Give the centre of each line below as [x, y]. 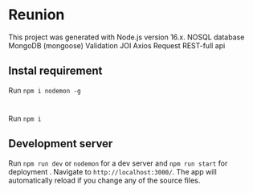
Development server [61, 144]
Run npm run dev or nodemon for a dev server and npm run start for [118, 163]
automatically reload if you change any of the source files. [104, 180]
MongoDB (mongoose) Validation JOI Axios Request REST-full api [117, 45]
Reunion [37, 15]
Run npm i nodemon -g [45, 90]
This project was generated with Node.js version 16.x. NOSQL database [126, 37]
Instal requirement [55, 71]
